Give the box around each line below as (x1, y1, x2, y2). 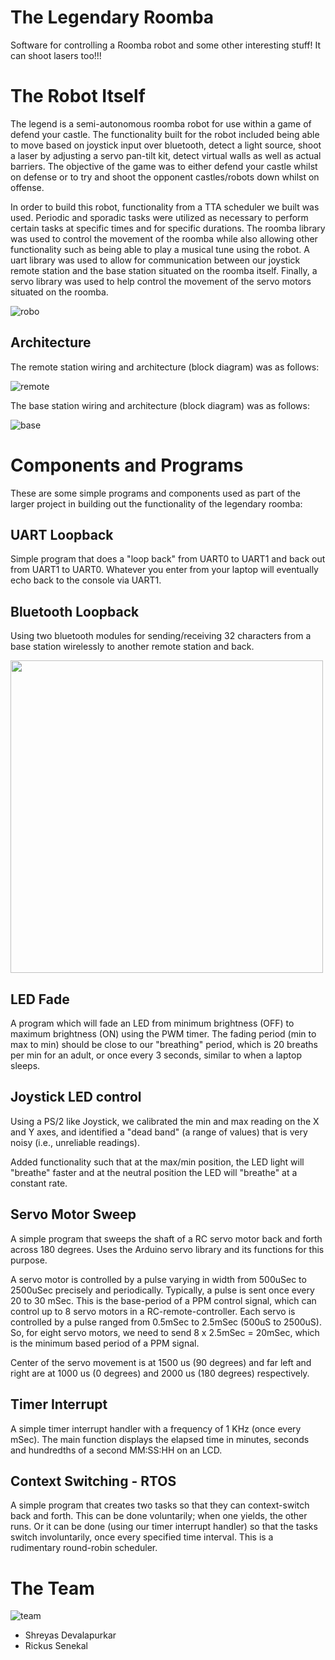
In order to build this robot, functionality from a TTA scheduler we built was (10, 201, 320, 213)
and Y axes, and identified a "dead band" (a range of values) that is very (10, 1126, 308, 1138)
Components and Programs (10, 454, 244, 476)
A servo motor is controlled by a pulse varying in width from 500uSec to (10, 1273, 307, 1285)
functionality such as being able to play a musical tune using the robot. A (10, 243, 310, 255)
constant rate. (10, 1177, 68, 1189)
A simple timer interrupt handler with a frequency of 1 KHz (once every (10, 1422, 302, 1435)
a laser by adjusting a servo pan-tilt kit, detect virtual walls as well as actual (10, 149, 322, 161)
